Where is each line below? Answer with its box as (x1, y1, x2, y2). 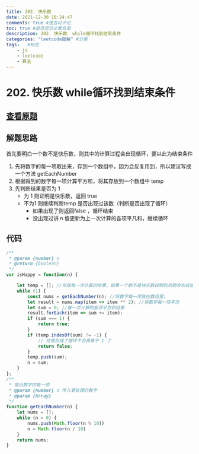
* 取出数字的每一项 (8, 382, 50, 388)
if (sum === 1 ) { (27, 316, 70, 322)
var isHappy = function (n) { (6, 272, 78, 278)
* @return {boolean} (8, 261, 60, 267)
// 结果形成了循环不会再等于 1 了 (37, 338, 111, 344)
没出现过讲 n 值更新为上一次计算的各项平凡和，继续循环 (32, 214, 169, 221)
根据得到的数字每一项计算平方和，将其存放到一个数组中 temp (14, 177, 164, 185)
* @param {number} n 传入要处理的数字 (8, 387, 98, 393)
